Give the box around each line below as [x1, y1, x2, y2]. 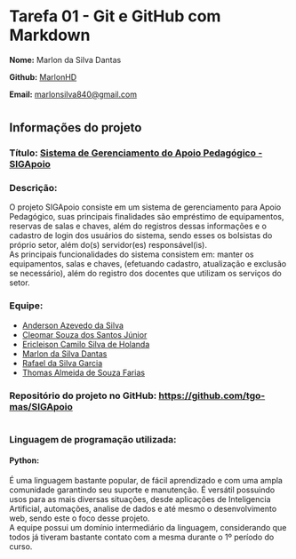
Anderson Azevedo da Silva [21, 320, 124, 331]
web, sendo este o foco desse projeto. [9, 513, 150, 523]
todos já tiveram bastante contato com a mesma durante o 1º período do [9, 531, 275, 542]
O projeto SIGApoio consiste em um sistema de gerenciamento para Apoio [9, 202, 282, 212]
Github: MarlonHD [9, 71, 77, 82]
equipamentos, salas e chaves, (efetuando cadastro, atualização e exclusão [9, 259, 287, 269]
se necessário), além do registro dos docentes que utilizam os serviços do [9, 268, 282, 279]
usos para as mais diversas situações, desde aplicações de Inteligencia [9, 493, 271, 504]
